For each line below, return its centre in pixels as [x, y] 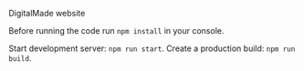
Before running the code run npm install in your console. [116, 30]
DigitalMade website [47, 13]
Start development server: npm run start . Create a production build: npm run [152, 48]
